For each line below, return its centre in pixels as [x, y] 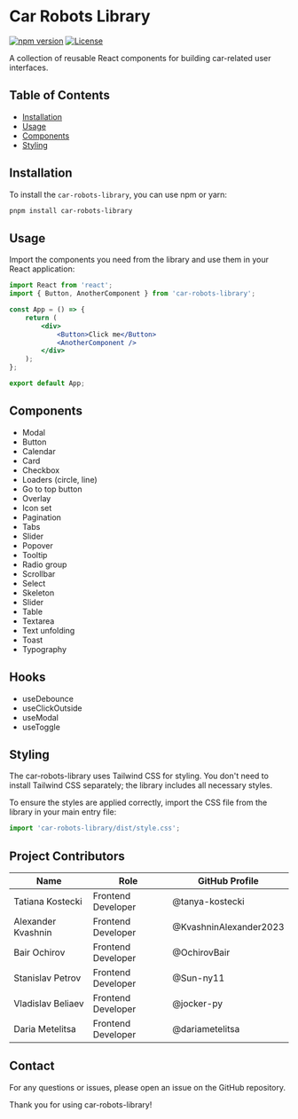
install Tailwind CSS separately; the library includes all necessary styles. [141, 785]
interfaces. [29, 67]
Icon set [37, 508]
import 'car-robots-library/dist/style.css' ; [94, 828]
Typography [44, 649]
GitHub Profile [228, 881]
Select [34, 583]
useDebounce [47, 698]
